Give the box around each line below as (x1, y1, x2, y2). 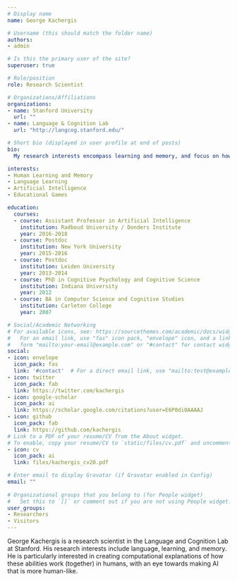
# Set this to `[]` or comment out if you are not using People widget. (7, 498, 232, 505)
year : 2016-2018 (20, 230, 68, 237)
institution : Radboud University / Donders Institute (20, 223, 181, 231)
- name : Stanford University (7, 107, 93, 114)
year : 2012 (20, 289, 52, 296)
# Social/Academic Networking (7, 321, 97, 328)
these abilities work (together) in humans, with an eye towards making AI (7, 559, 219, 568)
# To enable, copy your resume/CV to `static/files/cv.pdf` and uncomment (7, 439, 232, 446)
